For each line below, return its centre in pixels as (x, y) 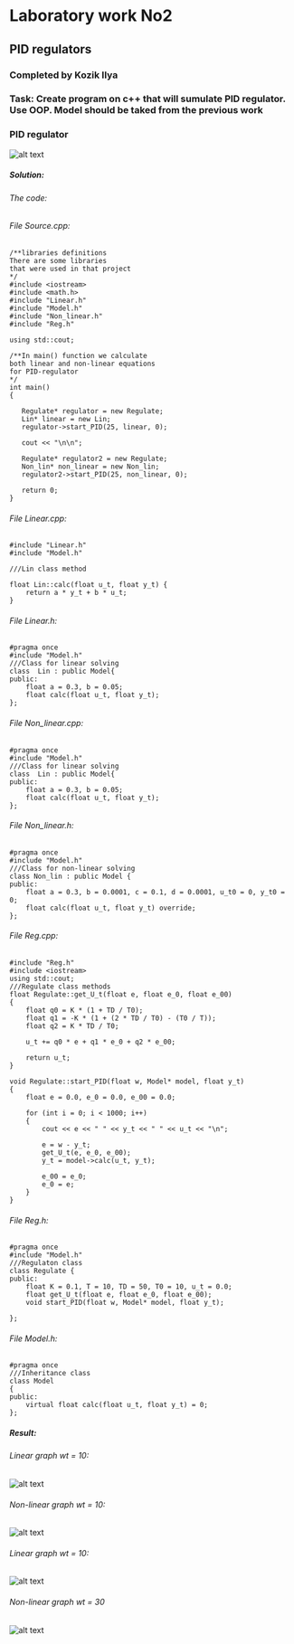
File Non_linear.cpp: (47, 723)
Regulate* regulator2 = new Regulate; (95, 458)
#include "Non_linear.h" (56, 316)
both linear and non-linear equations (82, 364)
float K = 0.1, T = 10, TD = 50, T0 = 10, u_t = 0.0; (129, 1287)
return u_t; (48, 1058)
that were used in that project (70, 269)
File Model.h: (33, 1338)
